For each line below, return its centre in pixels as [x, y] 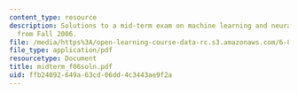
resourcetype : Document [53, 58]
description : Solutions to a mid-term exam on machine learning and [138, 26]
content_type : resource [53, 17]
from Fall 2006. [47, 34]
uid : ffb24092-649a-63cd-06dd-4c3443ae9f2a [91, 75]
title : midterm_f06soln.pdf [61, 67]
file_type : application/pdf [61, 50]
